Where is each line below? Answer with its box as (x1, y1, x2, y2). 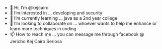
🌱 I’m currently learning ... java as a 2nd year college (9, 15, 118, 21)
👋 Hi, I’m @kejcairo (9, 5, 49, 10)
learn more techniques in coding (9, 26, 77, 32)
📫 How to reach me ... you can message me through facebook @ (9, 31, 144, 37)
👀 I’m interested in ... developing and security (9, 10, 103, 16)
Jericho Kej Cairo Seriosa (9, 39, 62, 44)
